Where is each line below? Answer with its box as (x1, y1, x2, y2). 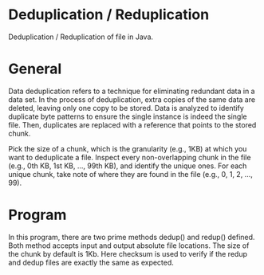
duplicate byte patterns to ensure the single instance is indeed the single (8, 112, 247, 121)
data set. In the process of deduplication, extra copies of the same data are (8, 94, 256, 104)
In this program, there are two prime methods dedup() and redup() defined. (8, 232, 255, 242)
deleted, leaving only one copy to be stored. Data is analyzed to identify (8, 103, 245, 112)
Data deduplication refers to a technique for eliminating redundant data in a (8, 86, 255, 96)
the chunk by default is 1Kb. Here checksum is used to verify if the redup (8, 249, 247, 258)
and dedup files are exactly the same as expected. (8, 257, 174, 267)
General (8, 60, 62, 78)
